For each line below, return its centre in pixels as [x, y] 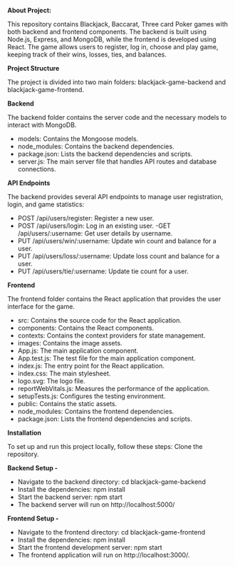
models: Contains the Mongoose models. [78, 139]
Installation [24, 433]
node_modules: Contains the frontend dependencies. [96, 411]
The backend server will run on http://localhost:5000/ [96, 505]
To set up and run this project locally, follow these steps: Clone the [105, 446]
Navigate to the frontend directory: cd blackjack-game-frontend [111, 532]
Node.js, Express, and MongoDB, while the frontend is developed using [112, 39]
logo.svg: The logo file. [51, 381]
